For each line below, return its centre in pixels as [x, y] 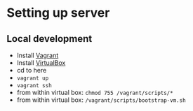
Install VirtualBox [41, 63]
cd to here [32, 70]
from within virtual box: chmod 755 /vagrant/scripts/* [95, 92]
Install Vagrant [38, 55]
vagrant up [33, 78]
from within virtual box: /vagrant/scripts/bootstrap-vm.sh [101, 100]
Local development [49, 39]
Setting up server [58, 13]
